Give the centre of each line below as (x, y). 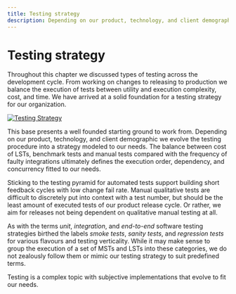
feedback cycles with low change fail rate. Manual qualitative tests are (109, 190)
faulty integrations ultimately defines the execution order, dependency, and (116, 162)
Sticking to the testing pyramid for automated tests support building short (113, 183)
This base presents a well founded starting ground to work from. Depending (117, 132)
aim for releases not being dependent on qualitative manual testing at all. (112, 212)
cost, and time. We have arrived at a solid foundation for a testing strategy (114, 97)
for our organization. (37, 104)
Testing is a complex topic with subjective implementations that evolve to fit (117, 277)
